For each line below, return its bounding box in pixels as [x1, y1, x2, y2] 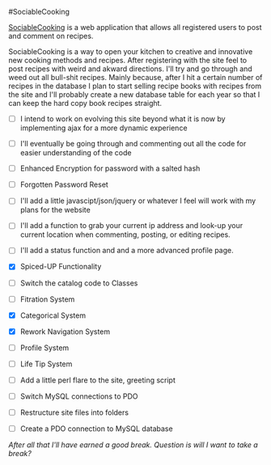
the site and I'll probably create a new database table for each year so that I [8, 90, 260, 99]
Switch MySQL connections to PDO [19, 391, 138, 401]
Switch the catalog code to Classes [19, 278, 138, 288]
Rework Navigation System [19, 327, 111, 336]
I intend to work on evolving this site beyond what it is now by [19, 114, 226, 124]
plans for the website [19, 205, 91, 215]
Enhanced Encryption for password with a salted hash [19, 163, 201, 173]
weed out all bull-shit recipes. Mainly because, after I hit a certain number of [8, 73, 263, 82]
